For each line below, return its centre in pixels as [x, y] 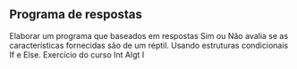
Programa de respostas [76, 15]
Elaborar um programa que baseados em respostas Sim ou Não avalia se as [149, 35]
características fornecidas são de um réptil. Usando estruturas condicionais [149, 45]
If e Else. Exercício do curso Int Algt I [77, 54]
